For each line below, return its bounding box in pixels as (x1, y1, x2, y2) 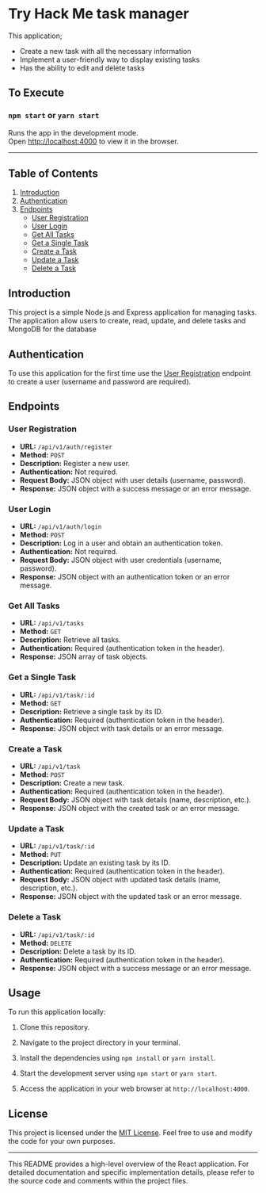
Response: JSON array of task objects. (19, 652, 148, 662)
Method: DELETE (19, 938, 73, 947)
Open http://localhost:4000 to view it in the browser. (8, 136, 180, 146)
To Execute (8, 86, 65, 100)
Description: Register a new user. (19, 458, 131, 468)
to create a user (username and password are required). (8, 377, 192, 387)
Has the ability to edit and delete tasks (19, 63, 145, 72)
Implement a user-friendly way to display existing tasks (19, 55, 200, 64)
